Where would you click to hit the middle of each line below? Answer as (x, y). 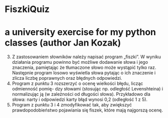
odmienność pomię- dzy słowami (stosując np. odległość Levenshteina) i (88, 89)
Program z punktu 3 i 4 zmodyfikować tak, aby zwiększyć (72, 105)
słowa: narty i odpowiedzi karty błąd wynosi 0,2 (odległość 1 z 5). (80, 99)
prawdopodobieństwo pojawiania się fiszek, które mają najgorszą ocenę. (87, 110)
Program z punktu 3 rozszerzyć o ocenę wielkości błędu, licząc (77, 83)
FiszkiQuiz (27, 9)
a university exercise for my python (80, 32)
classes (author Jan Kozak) (63, 43)
